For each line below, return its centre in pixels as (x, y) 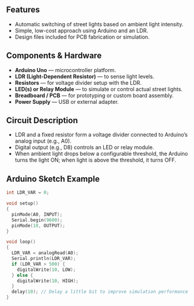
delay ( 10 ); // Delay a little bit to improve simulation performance (100, 292)
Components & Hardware (54, 56)
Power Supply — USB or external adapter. (67, 101)
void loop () (21, 242)
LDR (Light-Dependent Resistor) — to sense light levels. (84, 76)
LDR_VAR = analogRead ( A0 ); (45, 253)
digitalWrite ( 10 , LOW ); (47, 270)
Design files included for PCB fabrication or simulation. (82, 37)
